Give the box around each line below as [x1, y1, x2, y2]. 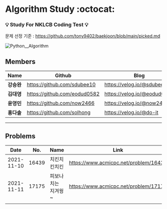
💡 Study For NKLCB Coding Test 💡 [5, 21, 88, 28]
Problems [5, 132, 36, 140]
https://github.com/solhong [26, 109, 91, 116]
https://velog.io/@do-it [104, 109, 159, 116]
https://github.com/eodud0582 [26, 90, 100, 97]
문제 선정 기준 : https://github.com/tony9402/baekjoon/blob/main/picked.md [5, 33, 161, 39]
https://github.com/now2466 [26, 100, 95, 107]
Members [5, 57, 36, 66]
